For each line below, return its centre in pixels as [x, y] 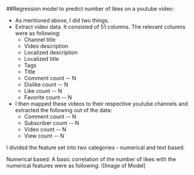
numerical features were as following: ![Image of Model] [76, 166]
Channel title [40, 40]
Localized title [41, 59]
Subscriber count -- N [52, 123]
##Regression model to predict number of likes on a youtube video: [90, 9]
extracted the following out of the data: [63, 110]
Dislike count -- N [46, 84]
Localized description [51, 52]
